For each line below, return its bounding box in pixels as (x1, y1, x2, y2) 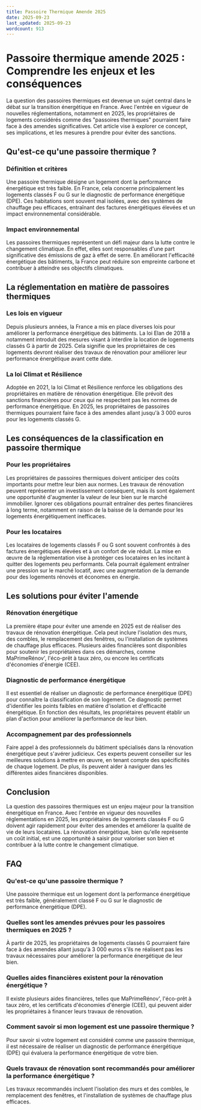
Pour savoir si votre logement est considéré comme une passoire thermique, (6, 1036, 196, 1043)
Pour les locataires (6, 527, 62, 536)
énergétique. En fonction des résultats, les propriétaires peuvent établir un (6, 708, 190, 716)
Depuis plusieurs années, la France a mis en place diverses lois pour (6, 323, 176, 330)
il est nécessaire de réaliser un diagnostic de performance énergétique (6, 1043, 182, 1050)
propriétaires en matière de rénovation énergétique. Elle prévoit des (6, 390, 173, 397)
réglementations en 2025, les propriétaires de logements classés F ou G (6, 816, 184, 823)
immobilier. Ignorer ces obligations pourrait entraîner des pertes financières (6, 500, 193, 507)
